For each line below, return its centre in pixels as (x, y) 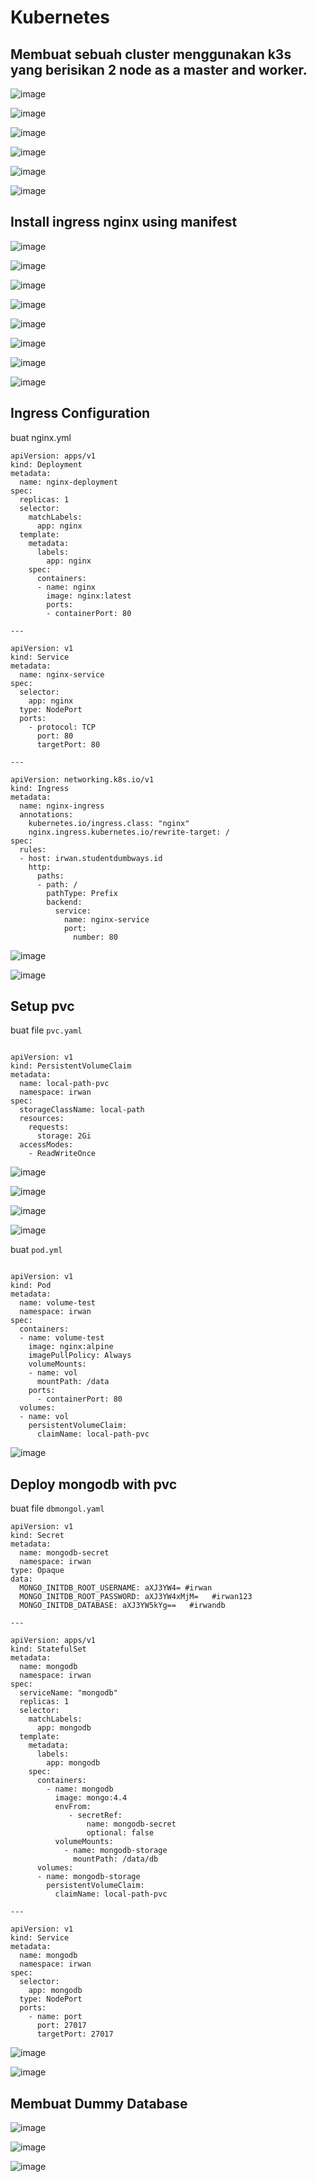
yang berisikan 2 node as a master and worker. (159, 69)
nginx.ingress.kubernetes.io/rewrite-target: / (129, 832)
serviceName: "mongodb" (68, 1693)
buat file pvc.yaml (46, 1030)
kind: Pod (31, 1286)
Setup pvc (42, 1006)
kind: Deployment (46, 464)
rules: (33, 849)
